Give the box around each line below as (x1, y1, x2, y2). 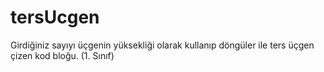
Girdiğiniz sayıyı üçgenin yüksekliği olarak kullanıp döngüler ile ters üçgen (10, 39, 315, 51)
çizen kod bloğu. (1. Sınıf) (10, 49, 115, 61)
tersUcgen (10, 6, 100, 29)
